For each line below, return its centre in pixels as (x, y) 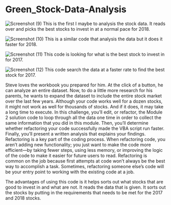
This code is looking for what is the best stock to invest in (104, 54)
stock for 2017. (21, 75)
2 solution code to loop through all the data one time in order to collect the (83, 117)
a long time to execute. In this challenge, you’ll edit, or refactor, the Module (84, 112)
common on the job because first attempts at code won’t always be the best (85, 161)
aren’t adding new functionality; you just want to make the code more (78, 145)
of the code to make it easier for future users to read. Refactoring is (76, 155)
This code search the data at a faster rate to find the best (105, 70)
